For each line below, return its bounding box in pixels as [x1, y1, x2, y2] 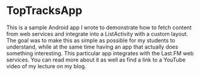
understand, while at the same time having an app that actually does [6, 43, 179, 50]
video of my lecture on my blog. [6, 62, 87, 70]
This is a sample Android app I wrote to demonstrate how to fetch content [6, 24, 192, 31]
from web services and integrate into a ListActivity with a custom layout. [6, 30, 188, 37]
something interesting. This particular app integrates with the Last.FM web [6, 49, 194, 57]
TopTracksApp [6, 4, 83, 18]
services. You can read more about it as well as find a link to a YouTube [6, 56, 186, 63]
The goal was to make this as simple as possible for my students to [6, 36, 176, 44]
